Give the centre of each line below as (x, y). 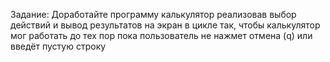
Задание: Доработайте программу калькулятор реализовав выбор (153, 14)
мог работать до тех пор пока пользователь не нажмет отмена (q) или (161, 35)
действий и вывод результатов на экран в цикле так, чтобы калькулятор (165, 25)
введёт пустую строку (58, 46)
